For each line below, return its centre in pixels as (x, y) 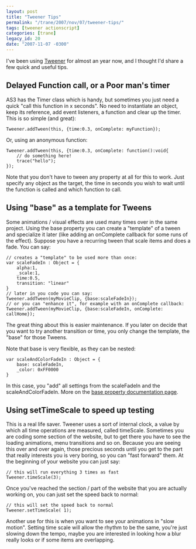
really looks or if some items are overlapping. (60, 540)
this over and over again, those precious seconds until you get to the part (94, 449)
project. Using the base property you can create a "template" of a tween (93, 228)
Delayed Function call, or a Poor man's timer (88, 86)
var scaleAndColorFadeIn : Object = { (53, 359)
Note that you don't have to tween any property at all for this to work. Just (95, 177)
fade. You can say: (28, 247)
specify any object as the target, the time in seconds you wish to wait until (95, 183)
